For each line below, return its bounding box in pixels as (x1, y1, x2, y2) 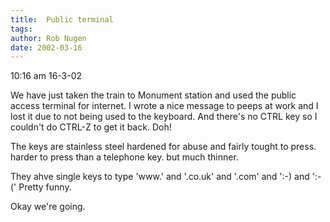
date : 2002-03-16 (10, 42, 83, 53)
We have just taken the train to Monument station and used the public (10, 89, 297, 101)
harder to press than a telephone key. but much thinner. (10, 151, 239, 163)
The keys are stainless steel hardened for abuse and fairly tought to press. (10, 141, 317, 153)
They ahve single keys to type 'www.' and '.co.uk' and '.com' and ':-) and (10, 171, 310, 183)
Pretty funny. (18, 181, 72, 193)
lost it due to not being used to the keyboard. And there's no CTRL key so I (10, 111, 318, 123)
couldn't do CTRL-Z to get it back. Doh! (10, 121, 172, 133)
